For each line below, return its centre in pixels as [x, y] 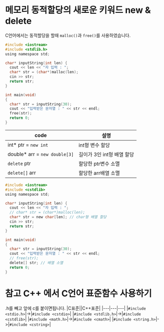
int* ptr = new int [28, 145]
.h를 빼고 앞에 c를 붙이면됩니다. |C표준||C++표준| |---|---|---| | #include [76, 308]
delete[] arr [22, 172]
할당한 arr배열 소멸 [99, 173]
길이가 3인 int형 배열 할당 [106, 154]
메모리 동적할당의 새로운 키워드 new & [78, 10]
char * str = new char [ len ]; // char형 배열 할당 [58, 217]
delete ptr [19, 163]
